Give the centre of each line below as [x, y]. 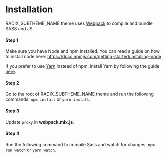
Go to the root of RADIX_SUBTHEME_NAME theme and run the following [80, 94]
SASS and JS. [20, 28]
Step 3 [12, 111]
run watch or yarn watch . [31, 150]
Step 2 [12, 83]
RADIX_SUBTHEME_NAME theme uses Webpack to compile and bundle [79, 23]
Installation [29, 9]
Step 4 [12, 133]
